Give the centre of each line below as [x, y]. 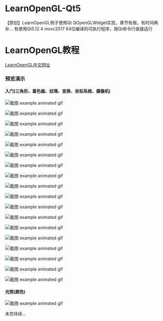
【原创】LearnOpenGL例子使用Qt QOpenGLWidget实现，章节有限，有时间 [80, 22]
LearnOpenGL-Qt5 [43, 9]
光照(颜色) [15, 292]
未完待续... [16, 314]
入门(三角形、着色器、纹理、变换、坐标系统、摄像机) [58, 91]
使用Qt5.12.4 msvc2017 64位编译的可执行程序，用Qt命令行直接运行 [86, 29]
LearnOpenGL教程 [42, 51]
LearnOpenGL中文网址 [27, 64]
